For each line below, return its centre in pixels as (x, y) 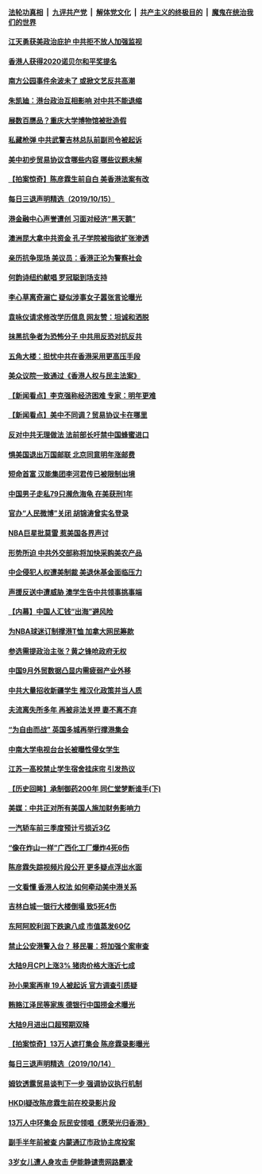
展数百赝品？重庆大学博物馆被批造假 (67, 120)
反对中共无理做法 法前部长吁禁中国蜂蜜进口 (79, 435)
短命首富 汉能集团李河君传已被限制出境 (72, 474)
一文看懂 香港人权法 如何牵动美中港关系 (73, 886)
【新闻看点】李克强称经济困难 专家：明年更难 (82, 395)
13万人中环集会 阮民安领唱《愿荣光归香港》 (79, 1122)
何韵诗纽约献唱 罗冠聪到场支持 (58, 277)
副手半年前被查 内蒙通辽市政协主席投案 (72, 1142)
